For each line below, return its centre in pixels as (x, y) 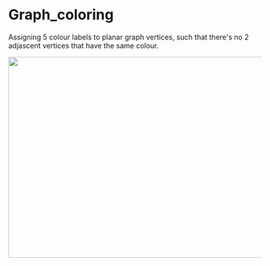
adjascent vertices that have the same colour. (84, 45)
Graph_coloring (61, 15)
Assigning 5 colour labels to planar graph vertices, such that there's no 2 (129, 37)
